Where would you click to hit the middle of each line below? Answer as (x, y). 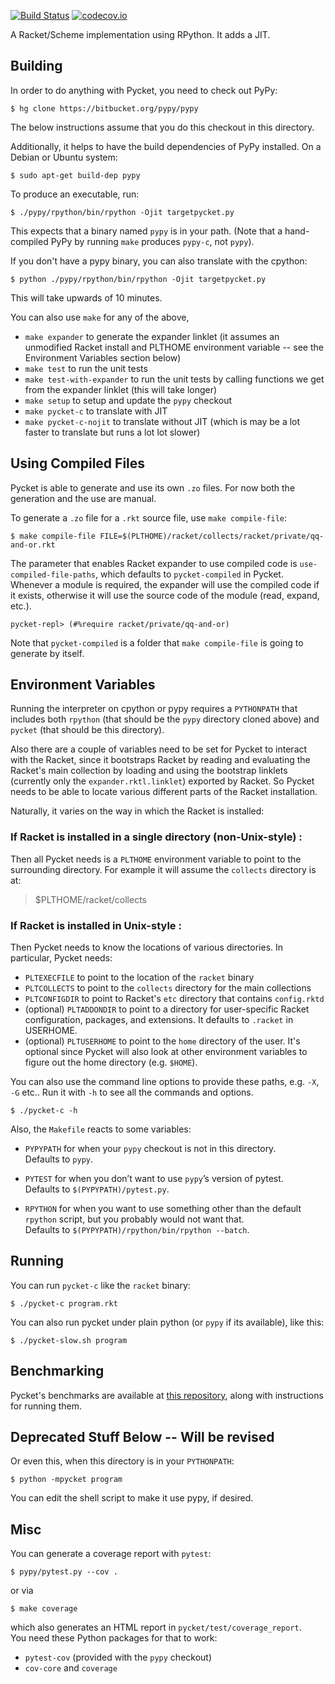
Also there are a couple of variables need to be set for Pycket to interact (159, 749)
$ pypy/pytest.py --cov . (64, 1572)
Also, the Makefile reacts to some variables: (101, 1129)
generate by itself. (47, 653)
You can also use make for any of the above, (100, 317)
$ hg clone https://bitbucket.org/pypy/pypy (104, 108)
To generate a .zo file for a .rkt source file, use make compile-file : (148, 517)
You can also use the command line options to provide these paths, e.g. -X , (165, 1082)
